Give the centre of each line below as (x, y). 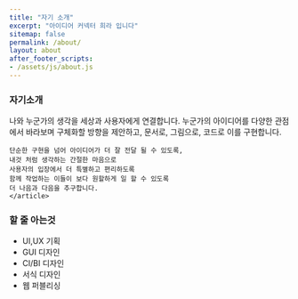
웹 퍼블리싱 (41, 286)
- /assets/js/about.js (51, 68)
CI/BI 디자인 (43, 263)
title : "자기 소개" (41, 17)
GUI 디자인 (41, 252)
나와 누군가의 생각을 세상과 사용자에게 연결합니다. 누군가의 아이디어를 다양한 (141, 121)
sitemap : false (37, 34)
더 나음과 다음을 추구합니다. (54, 189)
